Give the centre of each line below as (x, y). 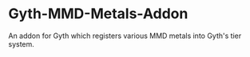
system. (21, 44)
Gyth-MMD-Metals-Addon (98, 14)
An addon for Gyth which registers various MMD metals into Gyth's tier (125, 36)
